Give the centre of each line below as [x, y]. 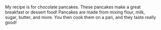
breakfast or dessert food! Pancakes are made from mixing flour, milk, [75, 12]
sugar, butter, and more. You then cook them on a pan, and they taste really [81, 17]
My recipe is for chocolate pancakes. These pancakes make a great [73, 7]
